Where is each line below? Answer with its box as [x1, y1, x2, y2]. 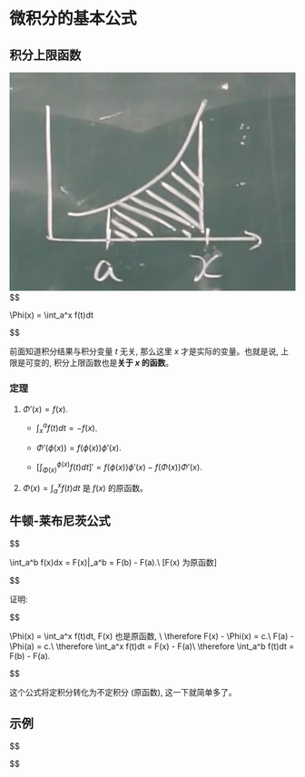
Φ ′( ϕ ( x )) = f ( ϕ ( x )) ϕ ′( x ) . [35, 442, 122, 453]
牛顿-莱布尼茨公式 [9, 514, 111, 529]
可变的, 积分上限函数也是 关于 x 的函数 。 [25, 358, 174, 369]
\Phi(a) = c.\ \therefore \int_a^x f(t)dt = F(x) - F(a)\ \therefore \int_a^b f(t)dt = [9, 641, 295, 652]
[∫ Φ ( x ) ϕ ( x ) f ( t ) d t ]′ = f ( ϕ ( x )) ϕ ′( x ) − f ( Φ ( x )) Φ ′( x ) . [35, 459, 202, 475]
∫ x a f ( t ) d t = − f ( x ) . [35, 421, 98, 436]
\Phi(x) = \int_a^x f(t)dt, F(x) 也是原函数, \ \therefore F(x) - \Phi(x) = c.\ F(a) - [9, 630, 295, 641]
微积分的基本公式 [9, 8, 138, 29]
